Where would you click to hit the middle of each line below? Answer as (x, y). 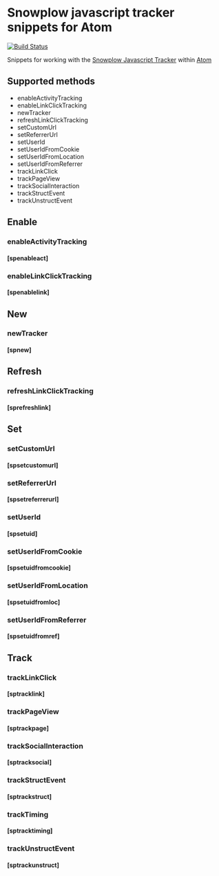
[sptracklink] (26, 694)
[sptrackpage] (28, 728)
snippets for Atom (60, 27)
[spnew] (19, 350)
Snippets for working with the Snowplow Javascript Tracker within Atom (109, 59)
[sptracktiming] (30, 831)
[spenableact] (28, 258)
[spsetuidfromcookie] (39, 568)
